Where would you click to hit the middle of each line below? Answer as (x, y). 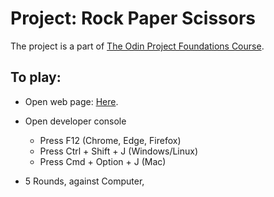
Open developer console (75, 121)
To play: (36, 77)
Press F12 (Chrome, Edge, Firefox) (110, 140)
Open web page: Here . (71, 101)
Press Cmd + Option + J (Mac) (103, 161)
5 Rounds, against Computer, (84, 181)
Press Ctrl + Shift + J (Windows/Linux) (119, 151)
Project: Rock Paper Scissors (133, 18)
